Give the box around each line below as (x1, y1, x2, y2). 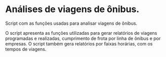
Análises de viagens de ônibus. (5, 4, 140, 15)
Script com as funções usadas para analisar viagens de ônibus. (5, 20, 138, 26)
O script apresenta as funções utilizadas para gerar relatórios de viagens (5, 30, 157, 36)
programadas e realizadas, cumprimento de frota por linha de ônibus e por (5, 35, 161, 41)
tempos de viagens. (5, 46, 47, 52)
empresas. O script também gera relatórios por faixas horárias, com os (5, 40, 153, 46)
